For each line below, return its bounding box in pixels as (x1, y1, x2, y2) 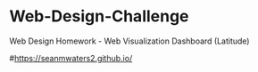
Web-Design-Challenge (9, 6, 189, 27)
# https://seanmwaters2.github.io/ (9, 52, 133, 63)
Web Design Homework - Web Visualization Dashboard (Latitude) (9, 36, 250, 46)
